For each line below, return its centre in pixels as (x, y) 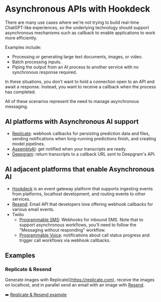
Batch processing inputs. (37, 62)
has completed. (21, 92)
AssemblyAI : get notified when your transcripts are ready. (69, 149)
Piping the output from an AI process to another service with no (75, 67)
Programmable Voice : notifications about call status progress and (84, 235)
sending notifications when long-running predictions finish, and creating (84, 138)
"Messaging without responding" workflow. (62, 230)
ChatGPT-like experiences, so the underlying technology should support (77, 27)
